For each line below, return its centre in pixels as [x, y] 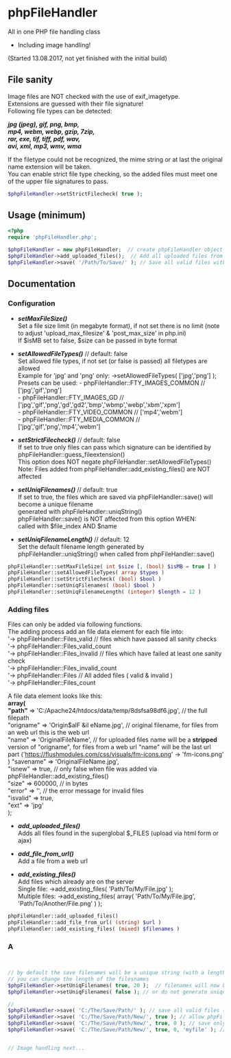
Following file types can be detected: [60, 110]
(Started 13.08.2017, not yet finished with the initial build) [87, 58]
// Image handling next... [46, 1048]
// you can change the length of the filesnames [78, 979]
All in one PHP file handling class [54, 32]
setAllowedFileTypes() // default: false [73, 353]
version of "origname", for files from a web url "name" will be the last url [109, 747]
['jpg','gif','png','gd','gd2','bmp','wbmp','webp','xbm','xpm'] [99, 404]
